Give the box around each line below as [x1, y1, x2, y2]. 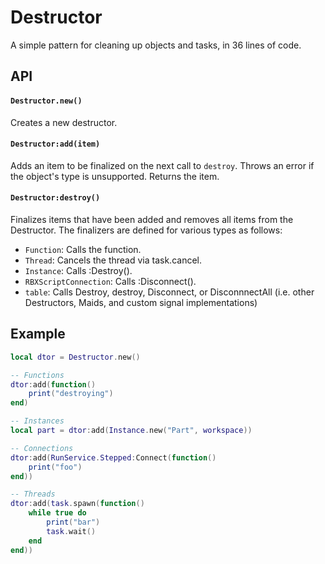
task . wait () [46, 526, 97, 536]
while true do [28, 508, 87, 518]
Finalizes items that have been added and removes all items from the [10, 213, 294, 225]
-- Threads [10, 489, 56, 500]
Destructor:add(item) [10, 139, 101, 150]
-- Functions [10, 370, 65, 380]
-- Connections [10, 443, 74, 453]
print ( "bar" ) [46, 517, 101, 527]
